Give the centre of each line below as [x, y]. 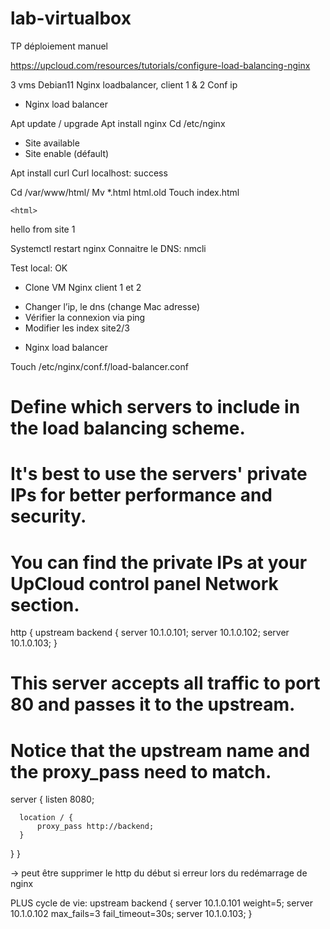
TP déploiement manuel [59, 46]
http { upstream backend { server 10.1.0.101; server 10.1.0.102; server [150, 633]
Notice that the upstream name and [160, 750]
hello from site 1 [43, 229]
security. [48, 516]
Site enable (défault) [67, 153]
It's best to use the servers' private [159, 474]
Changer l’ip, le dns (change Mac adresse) [112, 306]
